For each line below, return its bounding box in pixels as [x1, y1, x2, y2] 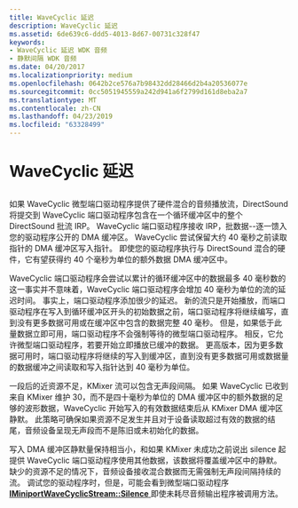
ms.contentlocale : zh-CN [9, 104, 101, 113]
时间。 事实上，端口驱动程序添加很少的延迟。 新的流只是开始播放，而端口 [16, 295, 286, 306]
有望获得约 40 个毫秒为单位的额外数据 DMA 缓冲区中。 [32, 254, 233, 265]
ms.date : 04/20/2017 [9, 63, 86, 72]
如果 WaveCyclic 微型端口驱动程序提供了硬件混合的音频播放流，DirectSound [9, 198, 288, 209]
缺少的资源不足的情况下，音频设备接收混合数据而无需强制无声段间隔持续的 [9, 465, 281, 476]
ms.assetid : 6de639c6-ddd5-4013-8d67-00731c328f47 [9, 29, 200, 38]
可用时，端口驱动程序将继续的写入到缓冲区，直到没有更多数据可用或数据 [16, 350, 281, 361]
